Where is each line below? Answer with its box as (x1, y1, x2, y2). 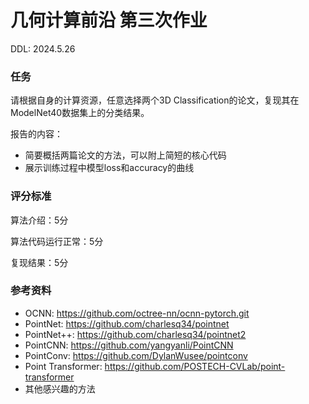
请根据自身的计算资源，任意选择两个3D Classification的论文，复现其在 (10, 94, 300, 106)
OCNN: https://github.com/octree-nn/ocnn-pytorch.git (24, 307, 250, 319)
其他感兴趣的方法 (24, 382, 96, 395)
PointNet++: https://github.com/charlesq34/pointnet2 (24, 328, 247, 340)
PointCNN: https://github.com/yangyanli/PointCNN (24, 339, 234, 351)
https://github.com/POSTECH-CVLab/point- (104, 360, 286, 372)
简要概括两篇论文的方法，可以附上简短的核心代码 (24, 149, 227, 161)
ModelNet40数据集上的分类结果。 (10, 107, 150, 119)
